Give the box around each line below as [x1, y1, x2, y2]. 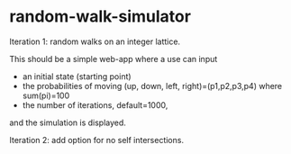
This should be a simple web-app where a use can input [9, 53, 218, 64]
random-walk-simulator [9, 6, 192, 27]
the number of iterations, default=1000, [22, 99, 168, 110]
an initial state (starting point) [22, 70, 132, 82]
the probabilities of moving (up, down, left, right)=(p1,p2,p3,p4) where [22, 80, 283, 91]
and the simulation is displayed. [9, 117, 126, 128]
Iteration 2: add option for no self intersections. [9, 134, 185, 145]
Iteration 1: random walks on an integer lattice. [9, 36, 181, 47]
